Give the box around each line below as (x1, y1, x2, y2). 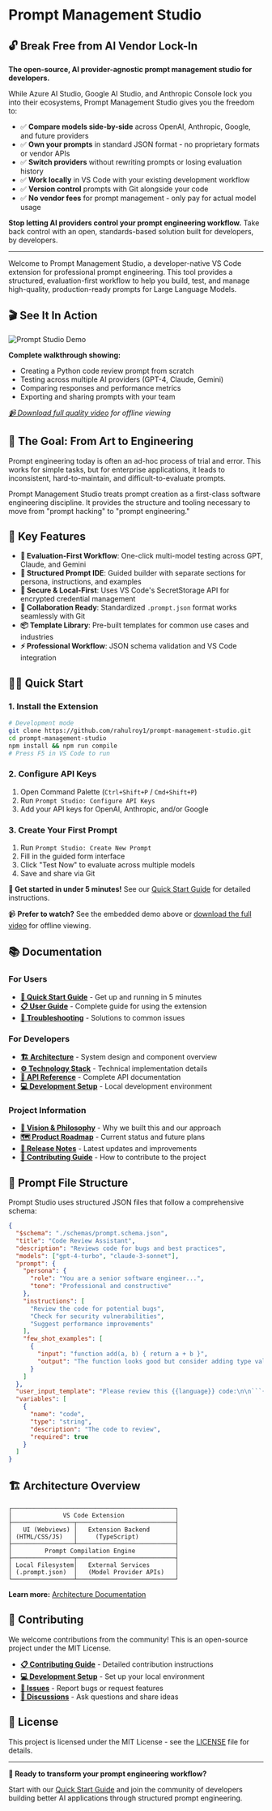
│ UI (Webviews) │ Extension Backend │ (8, 1526, 180, 1534)
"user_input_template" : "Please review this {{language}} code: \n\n (15, 1388, 252, 1396)
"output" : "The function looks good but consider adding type (37, 1357, 252, 1365)
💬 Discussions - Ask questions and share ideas (19, 1692, 179, 1702)
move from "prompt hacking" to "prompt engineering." (8, 506, 190, 516)
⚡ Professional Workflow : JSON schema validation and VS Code (19, 641, 237, 651)
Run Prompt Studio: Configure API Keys (19, 795, 155, 805)
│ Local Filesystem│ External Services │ (8, 1561, 180, 1569)
